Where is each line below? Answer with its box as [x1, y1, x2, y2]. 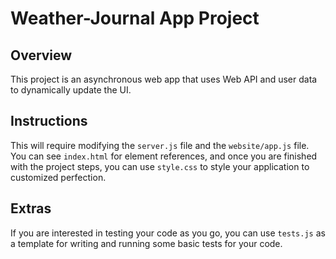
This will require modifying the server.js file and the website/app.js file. [10, 139, 310, 151]
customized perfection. [10, 171, 107, 183]
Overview [10, 47, 73, 64]
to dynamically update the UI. [10, 84, 132, 96]
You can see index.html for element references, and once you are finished [10, 150, 318, 162]
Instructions [10, 113, 88, 130]
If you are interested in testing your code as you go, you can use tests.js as [10, 227, 326, 239]
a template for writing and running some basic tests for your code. [10, 237, 283, 249]
